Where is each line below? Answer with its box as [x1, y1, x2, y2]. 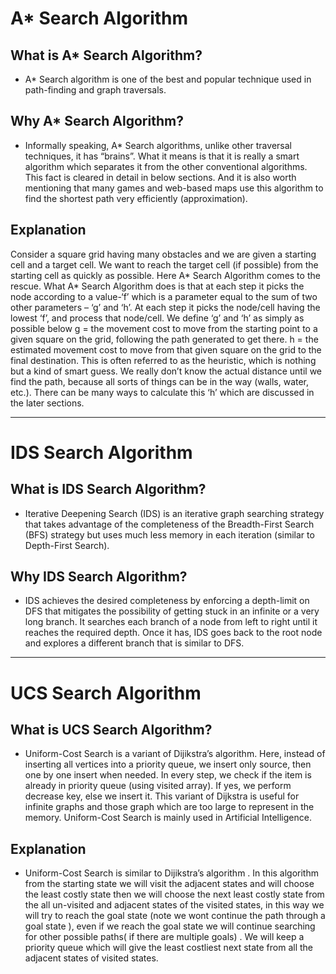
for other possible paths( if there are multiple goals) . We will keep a [24, 931, 305, 943]
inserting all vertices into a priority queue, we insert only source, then [24, 758, 312, 771]
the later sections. [10, 397, 85, 409]
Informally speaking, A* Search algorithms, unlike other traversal [24, 139, 292, 151]
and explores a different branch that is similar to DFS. [24, 637, 245, 649]
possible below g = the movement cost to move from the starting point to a [10, 322, 318, 334]
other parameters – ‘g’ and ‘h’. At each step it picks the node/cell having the [10, 301, 321, 313]
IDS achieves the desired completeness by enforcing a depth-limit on [24, 595, 310, 607]
